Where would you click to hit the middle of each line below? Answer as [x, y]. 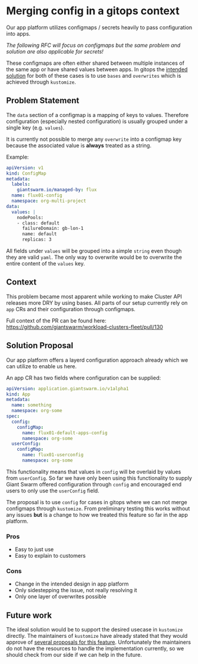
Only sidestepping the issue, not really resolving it [76, 590]
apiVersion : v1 [25, 167]
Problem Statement [43, 101]
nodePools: [30, 217]
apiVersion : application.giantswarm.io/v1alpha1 [67, 388]
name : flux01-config [37, 195]
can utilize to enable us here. [42, 366]
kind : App [18, 394]
